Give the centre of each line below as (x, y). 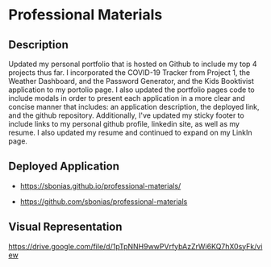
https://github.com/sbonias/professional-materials (104, 201)
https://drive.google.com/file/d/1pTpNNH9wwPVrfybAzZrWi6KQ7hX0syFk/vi (135, 246)
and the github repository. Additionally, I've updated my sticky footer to (126, 115)
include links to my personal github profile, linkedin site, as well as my (124, 124)
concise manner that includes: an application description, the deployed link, (134, 107)
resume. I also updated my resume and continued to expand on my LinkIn (130, 132)
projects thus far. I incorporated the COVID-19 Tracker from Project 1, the (129, 73)
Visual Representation (65, 227)
